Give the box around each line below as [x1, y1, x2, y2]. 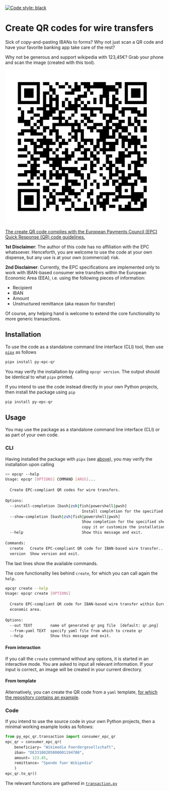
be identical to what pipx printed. [5, 374, 74, 380]
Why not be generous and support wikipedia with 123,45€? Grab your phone [5, 54, 164, 60]
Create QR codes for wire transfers [5, 23, 154, 34]
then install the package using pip [5, 389, 75, 395]
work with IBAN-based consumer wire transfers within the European [5, 269, 147, 275]
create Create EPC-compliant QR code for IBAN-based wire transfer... [10, 546, 165, 551]
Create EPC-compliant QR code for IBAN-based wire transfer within [10, 602, 154, 607]
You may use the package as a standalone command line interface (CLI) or [5, 427, 160, 433]
